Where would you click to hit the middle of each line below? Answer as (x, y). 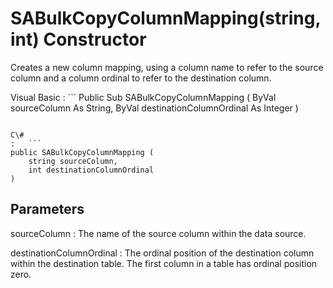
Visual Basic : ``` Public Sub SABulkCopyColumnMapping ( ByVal (143, 97)
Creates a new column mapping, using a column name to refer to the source (167, 67)
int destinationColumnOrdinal (91, 170)
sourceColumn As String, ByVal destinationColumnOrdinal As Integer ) (154, 108)
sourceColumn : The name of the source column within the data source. (158, 233)
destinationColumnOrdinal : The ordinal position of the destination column (162, 253)
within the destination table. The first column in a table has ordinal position (164, 263)
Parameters (47, 209)
